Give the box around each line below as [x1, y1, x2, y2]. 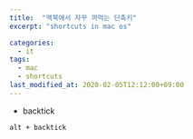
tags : [9, 55, 30, 65]
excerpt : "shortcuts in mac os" [9, 22, 131, 31]
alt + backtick [9, 123, 67, 132]
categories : [9, 38, 54, 47]
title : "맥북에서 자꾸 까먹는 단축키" [9, 13, 138, 23]
